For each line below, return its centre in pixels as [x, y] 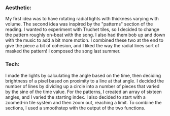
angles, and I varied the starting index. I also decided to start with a [76, 97]
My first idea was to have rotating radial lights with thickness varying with [82, 19]
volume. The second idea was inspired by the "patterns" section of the [79, 24]
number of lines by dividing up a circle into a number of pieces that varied [82, 86]
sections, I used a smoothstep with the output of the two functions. [75, 108]
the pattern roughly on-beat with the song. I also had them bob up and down [85, 35]
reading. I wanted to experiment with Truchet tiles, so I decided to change [82, 30]
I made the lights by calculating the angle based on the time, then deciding [83, 75]
